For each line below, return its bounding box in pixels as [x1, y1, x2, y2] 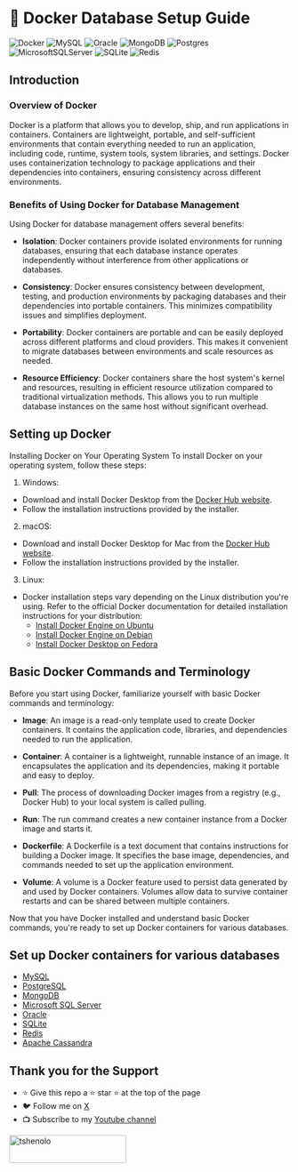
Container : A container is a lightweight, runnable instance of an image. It [21, 751, 289, 761]
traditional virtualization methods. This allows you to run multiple [21, 391, 259, 402]
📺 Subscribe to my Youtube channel [21, 1114, 157, 1125]
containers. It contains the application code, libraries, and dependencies [21, 724, 287, 735]
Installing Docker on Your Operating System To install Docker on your [9, 450, 263, 461]
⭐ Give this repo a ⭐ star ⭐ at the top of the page [21, 1088, 201, 1098]
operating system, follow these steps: [9, 460, 147, 470]
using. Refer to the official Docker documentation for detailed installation [21, 600, 288, 612]
